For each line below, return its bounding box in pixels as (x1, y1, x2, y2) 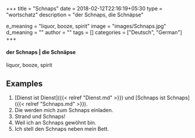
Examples (6, 79, 43, 89)
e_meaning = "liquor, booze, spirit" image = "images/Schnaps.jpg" (6, 23, 167, 29)
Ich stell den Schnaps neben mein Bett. (14, 126, 110, 133)
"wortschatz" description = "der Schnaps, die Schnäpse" (6, 11, 144, 18)
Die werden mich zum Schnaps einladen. (14, 107, 114, 114)
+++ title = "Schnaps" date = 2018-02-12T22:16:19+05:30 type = (6, 5, 163, 12)
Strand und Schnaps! (14, 113, 66, 120)
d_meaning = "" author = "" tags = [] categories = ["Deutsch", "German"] (6, 29, 183, 36)
